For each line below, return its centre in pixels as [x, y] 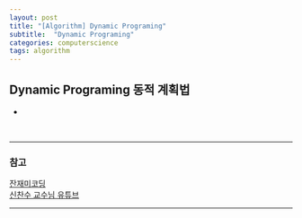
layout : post [34, 17]
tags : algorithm [40, 51]
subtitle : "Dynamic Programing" [72, 34]
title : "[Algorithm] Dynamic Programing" [88, 26]
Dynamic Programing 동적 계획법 [100, 89]
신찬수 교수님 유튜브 [44, 195]
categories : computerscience [64, 43]
